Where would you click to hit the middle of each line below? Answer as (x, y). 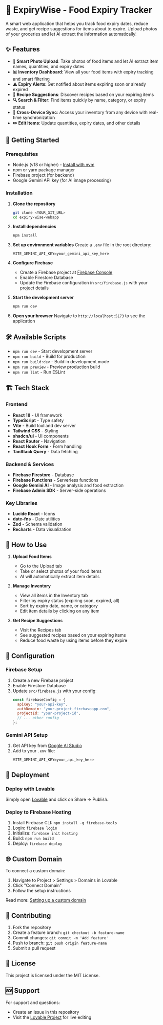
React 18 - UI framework (37, 415)
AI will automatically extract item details (60, 577)
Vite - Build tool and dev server (44, 425)
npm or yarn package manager (44, 170)
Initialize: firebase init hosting (45, 833)
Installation (19, 193)
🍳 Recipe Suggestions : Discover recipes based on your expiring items (83, 94)
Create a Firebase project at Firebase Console (66, 272)
